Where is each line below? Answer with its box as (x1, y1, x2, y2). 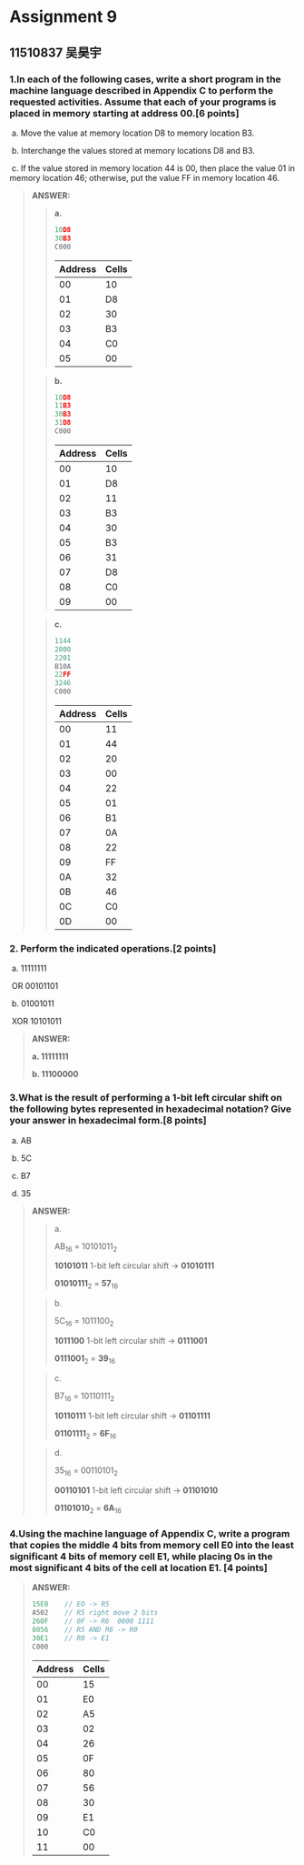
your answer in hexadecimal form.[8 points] (9, 1114, 207, 1127)
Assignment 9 (9, 6, 118, 27)
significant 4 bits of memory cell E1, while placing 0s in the (9, 1549, 273, 1562)
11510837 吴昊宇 (9, 45, 102, 60)
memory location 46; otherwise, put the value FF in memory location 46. (9, 172, 279, 183)
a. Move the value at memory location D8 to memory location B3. (11, 127, 255, 138)
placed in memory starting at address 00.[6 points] (9, 106, 240, 119)
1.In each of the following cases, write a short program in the (9, 73, 281, 86)
